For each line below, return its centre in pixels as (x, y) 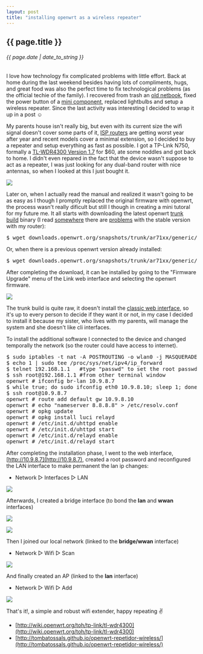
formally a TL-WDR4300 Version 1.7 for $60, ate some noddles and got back (101, 152)
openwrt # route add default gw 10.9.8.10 (70, 399)
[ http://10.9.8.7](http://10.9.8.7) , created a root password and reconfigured (98, 460)
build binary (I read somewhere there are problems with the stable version (98, 220)
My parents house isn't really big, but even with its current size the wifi (94, 126)
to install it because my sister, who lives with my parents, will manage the (97, 321)
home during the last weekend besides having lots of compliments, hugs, (97, 83)
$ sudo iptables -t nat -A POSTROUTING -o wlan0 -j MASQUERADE (102, 357)
